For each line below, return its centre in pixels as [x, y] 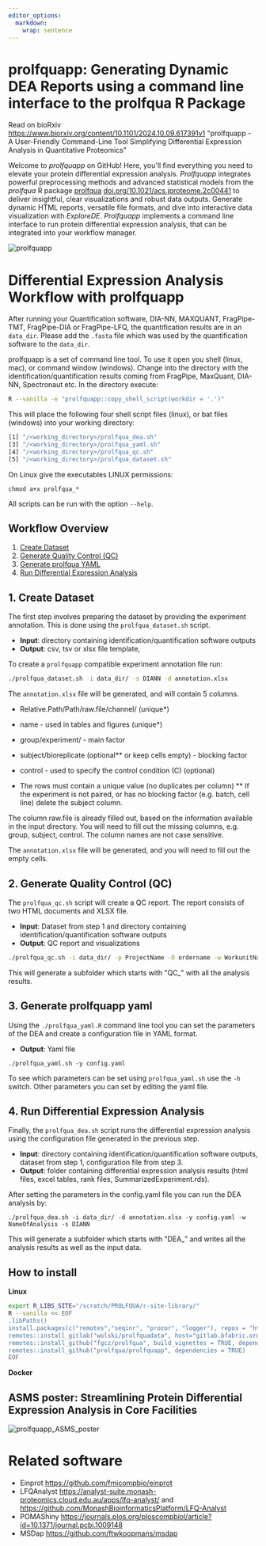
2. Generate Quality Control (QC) [90, 883]
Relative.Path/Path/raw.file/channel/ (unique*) [95, 709]
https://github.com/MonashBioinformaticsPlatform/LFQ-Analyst [123, 1508]
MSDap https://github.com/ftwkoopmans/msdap [99, 1533]
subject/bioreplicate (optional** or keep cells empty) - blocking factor [133, 755]
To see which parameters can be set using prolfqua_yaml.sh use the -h [124, 1078]
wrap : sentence [47, 30]
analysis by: [28, 1203]
